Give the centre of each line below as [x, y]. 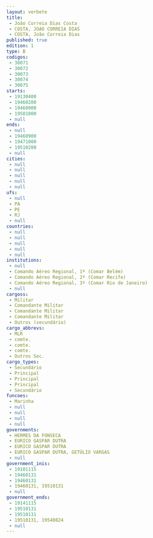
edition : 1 [20, 46]
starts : [16, 91]
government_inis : [28, 463]
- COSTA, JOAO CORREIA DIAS [44, 29]
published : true [27, 40]
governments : [23, 430]
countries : [20, 226]
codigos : [17, 57]
